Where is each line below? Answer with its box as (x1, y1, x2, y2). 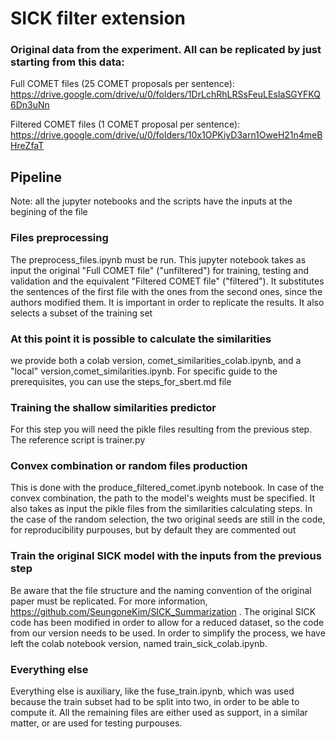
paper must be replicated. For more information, (10, 595, 208, 607)
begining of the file (10, 206, 88, 218)
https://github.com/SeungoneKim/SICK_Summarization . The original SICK (10, 605, 317, 617)
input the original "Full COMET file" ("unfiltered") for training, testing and (10, 264, 309, 276)
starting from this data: (10, 55, 125, 69)
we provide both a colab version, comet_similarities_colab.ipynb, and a (10, 354, 302, 366)
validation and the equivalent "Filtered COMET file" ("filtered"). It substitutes (10, 275, 325, 287)
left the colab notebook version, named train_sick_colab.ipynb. (10, 637, 268, 649)
